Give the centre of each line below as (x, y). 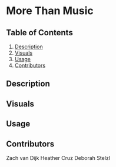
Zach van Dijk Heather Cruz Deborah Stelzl (58, 158)
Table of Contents (40, 33)
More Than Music (50, 11)
